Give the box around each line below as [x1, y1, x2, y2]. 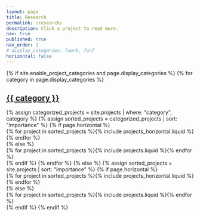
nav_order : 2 [6, 42, 39, 48]
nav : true [6, 31, 31, 37]
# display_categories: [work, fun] [6, 48, 95, 54]
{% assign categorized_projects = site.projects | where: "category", [6, 109, 172, 116]
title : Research [6, 14, 47, 20]
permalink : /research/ [6, 20, 63, 26]
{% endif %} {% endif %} [6, 204, 69, 211]
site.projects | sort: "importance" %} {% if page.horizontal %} [6, 166, 158, 173]
